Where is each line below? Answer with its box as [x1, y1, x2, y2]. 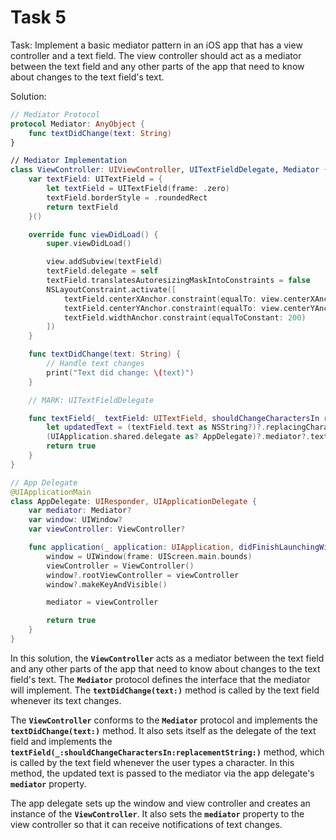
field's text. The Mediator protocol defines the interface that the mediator [10, 673, 311, 685]
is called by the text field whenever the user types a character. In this [10, 756, 295, 768]
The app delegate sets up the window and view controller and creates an [10, 797, 311, 809]
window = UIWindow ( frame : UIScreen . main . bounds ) [46, 551, 253, 561]
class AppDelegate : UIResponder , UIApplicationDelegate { [10, 496, 257, 506]
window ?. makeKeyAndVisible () [46, 579, 168, 590]
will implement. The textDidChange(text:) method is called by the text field [10, 684, 320, 696]
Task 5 [10, 6, 67, 29]
